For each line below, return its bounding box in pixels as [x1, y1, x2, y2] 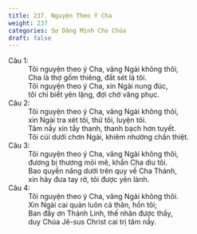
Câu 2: [8, 98, 30, 108]
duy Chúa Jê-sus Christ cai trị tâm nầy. [28, 217, 157, 227]
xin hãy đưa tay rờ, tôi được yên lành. [28, 175, 150, 184]
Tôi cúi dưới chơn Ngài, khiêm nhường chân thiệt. [28, 133, 189, 142]
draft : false [8, 34, 52, 42]
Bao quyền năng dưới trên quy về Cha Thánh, [28, 166, 177, 176]
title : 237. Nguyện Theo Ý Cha [8, 11, 112, 20]
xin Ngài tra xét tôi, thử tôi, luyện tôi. [28, 115, 147, 125]
